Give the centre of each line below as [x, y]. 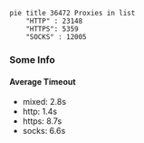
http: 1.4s [39, 112]
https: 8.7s [42, 121]
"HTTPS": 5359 [52, 29]
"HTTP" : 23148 [54, 21]
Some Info [33, 59]
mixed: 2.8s [44, 102]
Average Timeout [43, 81]
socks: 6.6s [44, 131]
